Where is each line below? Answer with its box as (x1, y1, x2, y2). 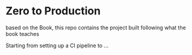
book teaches (5, 30, 39, 37)
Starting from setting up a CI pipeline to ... (5, 42, 109, 49)
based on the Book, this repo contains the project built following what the (5, 24, 186, 31)
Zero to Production (5, 4, 101, 18)
